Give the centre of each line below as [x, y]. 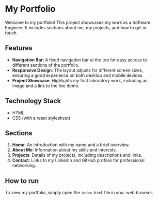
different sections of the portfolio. [46, 65]
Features [19, 48]
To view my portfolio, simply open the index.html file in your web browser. [79, 193]
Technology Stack [33, 101]
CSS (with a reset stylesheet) [41, 118]
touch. [11, 33]
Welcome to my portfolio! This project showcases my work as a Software [78, 22]
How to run [22, 181]
